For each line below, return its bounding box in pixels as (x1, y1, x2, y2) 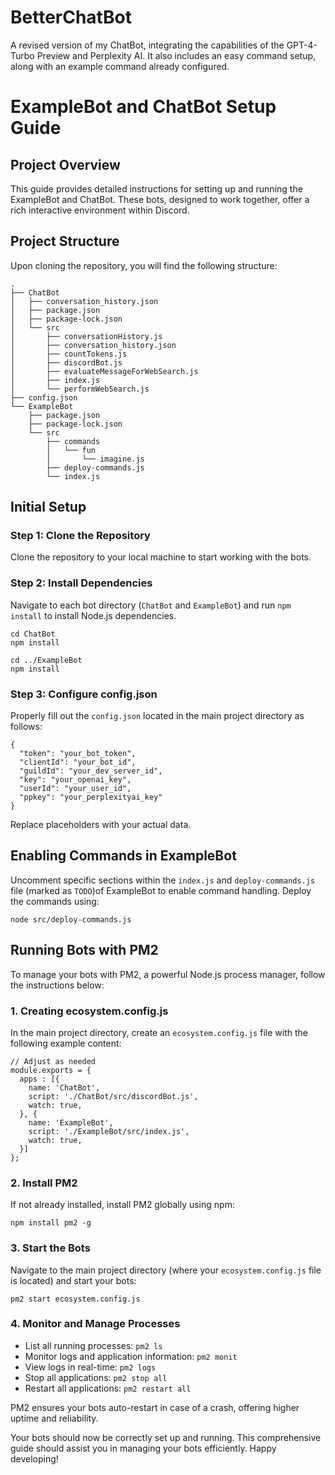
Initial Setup (10, 499, 87, 516)
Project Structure (10, 233, 120, 250)
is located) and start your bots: (10, 1274, 137, 1286)
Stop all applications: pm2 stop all (24, 1371, 168, 1383)
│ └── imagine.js (46, 454, 145, 464)
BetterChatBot (10, 6, 132, 29)
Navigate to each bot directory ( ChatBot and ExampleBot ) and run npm (10, 599, 292, 611)
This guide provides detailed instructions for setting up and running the (10, 182, 303, 195)
